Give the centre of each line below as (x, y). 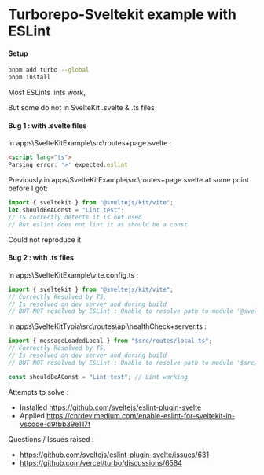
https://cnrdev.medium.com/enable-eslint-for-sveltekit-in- (141, 415)
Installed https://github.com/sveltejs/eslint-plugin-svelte (110, 407)
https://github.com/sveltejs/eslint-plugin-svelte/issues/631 (114, 455)
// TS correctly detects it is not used (75, 217)
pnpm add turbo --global (49, 70)
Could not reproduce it (45, 239)
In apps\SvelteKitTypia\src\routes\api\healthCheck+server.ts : (107, 326)
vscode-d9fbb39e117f (55, 424)
